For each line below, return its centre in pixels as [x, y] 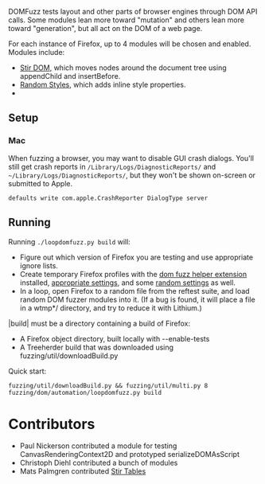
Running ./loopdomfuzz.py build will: [70, 241]
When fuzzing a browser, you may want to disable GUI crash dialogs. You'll [131, 158]
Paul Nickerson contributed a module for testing [98, 446]
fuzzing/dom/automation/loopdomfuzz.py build [85, 392]
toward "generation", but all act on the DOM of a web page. [105, 28]
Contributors [52, 424]
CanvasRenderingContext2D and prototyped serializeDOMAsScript [130, 455]
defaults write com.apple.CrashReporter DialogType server [108, 198]
